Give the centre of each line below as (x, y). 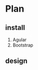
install (15, 28)
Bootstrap (23, 45)
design (16, 61)
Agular (20, 40)
